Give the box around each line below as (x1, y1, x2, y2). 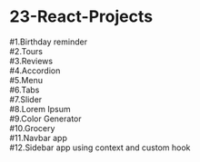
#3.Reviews (9, 55, 53, 66)
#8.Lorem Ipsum (9, 103, 71, 114)
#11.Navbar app (9, 132, 68, 143)
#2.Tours (9, 45, 44, 56)
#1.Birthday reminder (9, 36, 88, 47)
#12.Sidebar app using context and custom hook (9, 142, 191, 153)
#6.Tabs (9, 84, 40, 95)
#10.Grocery (9, 122, 55, 133)
